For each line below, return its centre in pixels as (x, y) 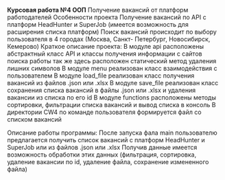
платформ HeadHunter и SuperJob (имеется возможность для (98, 24)
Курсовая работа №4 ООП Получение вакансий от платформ (98, 10)
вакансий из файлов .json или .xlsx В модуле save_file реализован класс (113, 83)
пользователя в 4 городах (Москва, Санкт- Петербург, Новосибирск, (109, 39)
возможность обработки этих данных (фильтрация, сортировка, (102, 155)
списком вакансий (34, 119)
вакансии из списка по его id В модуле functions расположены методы (111, 98)
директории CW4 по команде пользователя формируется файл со (104, 112)
